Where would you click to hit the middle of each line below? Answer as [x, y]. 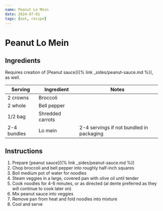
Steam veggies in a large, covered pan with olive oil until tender [75, 178]
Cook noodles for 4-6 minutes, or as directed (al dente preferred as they [84, 184]
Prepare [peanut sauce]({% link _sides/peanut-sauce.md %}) [73, 163]
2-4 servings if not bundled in [114, 128]
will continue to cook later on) [42, 189]
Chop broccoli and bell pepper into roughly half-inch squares [73, 168]
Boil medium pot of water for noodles [49, 173]
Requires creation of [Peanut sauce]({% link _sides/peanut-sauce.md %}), [79, 72]
